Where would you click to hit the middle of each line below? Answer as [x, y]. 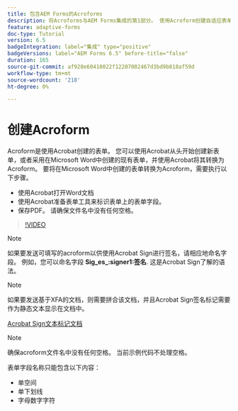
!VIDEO [35, 225]
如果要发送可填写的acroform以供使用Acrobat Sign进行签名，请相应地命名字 [117, 253]
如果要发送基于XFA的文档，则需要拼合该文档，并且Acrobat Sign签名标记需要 [119, 300]
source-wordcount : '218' [44, 80]
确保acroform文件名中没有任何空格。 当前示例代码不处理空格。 [99, 353]
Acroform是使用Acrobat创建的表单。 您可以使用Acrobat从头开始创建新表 [113, 151]
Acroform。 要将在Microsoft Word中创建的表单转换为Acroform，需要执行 [114, 169]
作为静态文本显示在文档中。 [48, 309]
